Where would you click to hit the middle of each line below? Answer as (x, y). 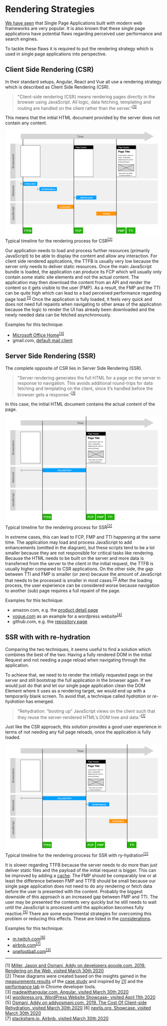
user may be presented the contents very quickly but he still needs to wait (81, 902)
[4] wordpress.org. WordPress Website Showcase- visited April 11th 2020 (80, 998)
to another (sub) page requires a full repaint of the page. (63, 591)
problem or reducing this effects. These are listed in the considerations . (78, 919)
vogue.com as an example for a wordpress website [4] (67, 616)
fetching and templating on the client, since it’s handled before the (85, 388)
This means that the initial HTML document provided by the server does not (83, 118)
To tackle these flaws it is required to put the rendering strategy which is (79, 48)
